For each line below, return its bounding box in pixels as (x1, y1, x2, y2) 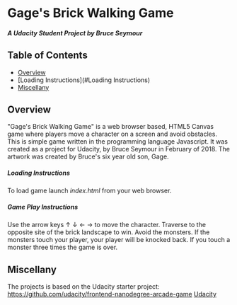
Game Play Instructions (7, 202, 79, 211)
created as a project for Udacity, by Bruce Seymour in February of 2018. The (7, 145, 230, 154)
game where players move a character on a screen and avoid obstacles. (7, 130, 218, 139)
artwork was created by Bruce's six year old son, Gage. (7, 152, 169, 161)
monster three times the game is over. (7, 243, 118, 252)
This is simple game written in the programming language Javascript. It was (7, 137, 229, 146)
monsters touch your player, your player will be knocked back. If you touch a (7, 236, 231, 244)
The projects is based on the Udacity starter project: (7, 282, 160, 291)
